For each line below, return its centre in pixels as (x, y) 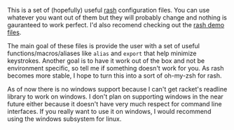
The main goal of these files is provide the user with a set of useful (104, 46)
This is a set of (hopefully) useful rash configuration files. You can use (109, 10)
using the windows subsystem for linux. (64, 119)
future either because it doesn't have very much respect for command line (115, 104)
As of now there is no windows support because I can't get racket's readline (117, 89)
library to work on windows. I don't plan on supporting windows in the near (116, 96)
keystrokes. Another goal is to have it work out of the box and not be (106, 61)
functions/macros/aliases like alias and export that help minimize (102, 53)
